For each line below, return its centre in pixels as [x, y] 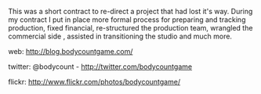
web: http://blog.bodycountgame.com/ [71, 51]
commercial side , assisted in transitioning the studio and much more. [120, 36]
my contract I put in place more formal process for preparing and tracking [127, 20]
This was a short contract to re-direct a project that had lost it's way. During [130, 11]
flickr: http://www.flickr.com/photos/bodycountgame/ [94, 82]
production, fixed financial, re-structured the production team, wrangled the [130, 28]
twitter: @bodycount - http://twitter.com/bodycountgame [100, 67]
